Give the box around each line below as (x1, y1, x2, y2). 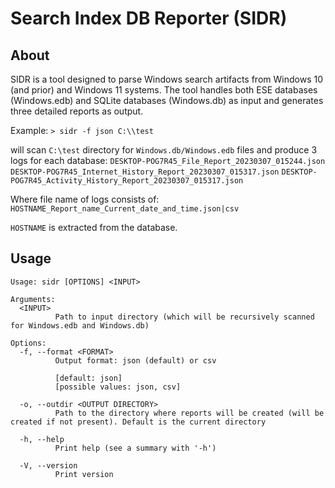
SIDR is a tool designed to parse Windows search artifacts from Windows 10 (10, 73, 323, 85)
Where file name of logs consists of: (10, 193, 160, 205)
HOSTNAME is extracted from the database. (10, 222, 178, 233)
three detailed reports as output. (10, 105, 144, 117)
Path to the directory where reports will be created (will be (54, 408, 325, 418)
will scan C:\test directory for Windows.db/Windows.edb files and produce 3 (10, 144, 318, 156)
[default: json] (54, 373, 123, 383)
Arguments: (10, 294, 56, 304)
